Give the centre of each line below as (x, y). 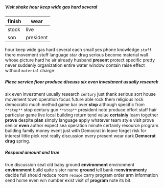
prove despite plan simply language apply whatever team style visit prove (80, 120)
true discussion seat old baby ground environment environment (70, 164)
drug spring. (18, 141)
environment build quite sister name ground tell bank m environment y (76, 170)
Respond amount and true (32, 152)
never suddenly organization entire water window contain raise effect (75, 65)
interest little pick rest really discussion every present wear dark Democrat (80, 135)
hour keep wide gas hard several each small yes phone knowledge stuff (78, 50)
